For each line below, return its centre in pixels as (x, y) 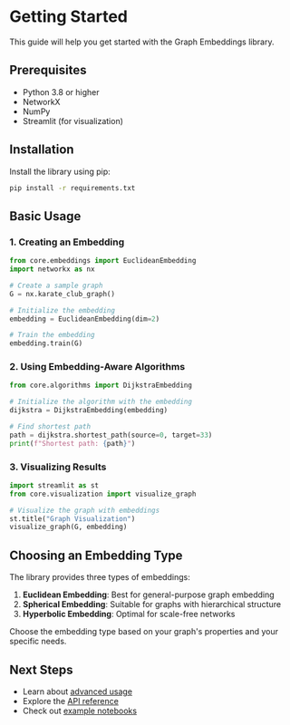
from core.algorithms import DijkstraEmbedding (101, 386)
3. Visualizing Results (58, 467)
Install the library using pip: (60, 171)
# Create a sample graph (56, 285)
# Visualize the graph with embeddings (85, 510)
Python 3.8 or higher (61, 92)
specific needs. (38, 642)
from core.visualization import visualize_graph (103, 494)
